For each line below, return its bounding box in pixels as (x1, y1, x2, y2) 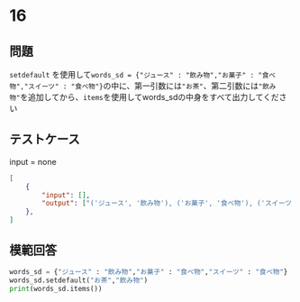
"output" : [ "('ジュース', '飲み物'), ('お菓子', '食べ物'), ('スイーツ (41, 199, 293, 208)
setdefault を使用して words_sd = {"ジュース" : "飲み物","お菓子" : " (9, 69, 263, 79)
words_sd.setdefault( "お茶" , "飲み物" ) (9, 276, 149, 285)
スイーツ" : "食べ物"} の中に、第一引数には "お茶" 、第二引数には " (28, 80, 263, 91)
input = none (9, 156, 57, 167)
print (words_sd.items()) (9, 284, 103, 293)
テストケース (9, 132, 80, 147)
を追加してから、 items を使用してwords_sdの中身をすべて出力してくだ (20, 92, 279, 102)
